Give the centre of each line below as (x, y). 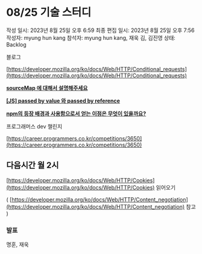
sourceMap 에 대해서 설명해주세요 (47, 87)
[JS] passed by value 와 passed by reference (63, 101)
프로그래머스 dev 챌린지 (34, 126)
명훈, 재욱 (17, 244)
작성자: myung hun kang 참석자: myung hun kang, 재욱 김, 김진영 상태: (91, 37)
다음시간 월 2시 (33, 166)
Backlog (17, 44)
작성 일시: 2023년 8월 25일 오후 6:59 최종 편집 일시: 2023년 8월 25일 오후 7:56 (100, 30)
